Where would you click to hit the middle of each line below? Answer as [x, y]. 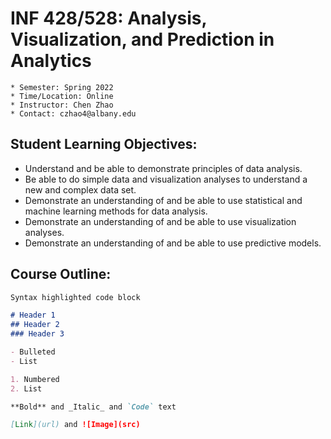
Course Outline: [61, 274]
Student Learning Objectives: [104, 144]
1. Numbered [35, 379]
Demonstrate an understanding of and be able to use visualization [160, 221]
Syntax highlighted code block [75, 297]
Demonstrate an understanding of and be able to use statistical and [163, 200]
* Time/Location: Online [62, 96]
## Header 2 [35, 325]
